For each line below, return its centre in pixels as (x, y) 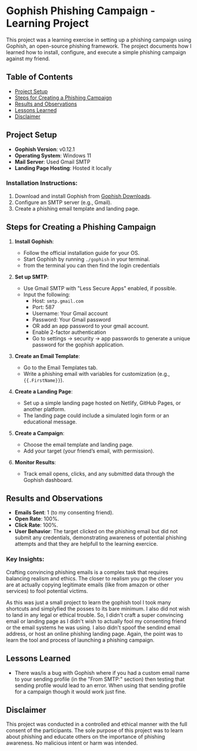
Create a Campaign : (39, 433)
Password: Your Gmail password (71, 319)
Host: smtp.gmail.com (58, 301)
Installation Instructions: (42, 183)
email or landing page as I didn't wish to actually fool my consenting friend (96, 621)
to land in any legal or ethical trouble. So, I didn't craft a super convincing (95, 615)
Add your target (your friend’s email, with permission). (89, 451)
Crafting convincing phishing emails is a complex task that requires (87, 572)
